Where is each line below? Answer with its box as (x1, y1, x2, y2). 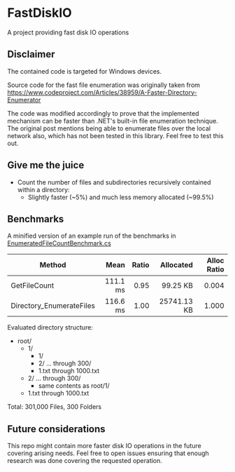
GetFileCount (10, 281, 55, 290)
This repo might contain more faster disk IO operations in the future (7, 442, 201, 450)
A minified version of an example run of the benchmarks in (7, 231, 176, 240)
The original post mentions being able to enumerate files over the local (7, 124, 211, 133)
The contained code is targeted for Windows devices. (7, 67, 162, 75)
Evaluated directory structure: (7, 323, 93, 332)
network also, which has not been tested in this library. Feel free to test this (7, 131, 224, 140)
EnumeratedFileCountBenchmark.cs (7, 239, 112, 248)
